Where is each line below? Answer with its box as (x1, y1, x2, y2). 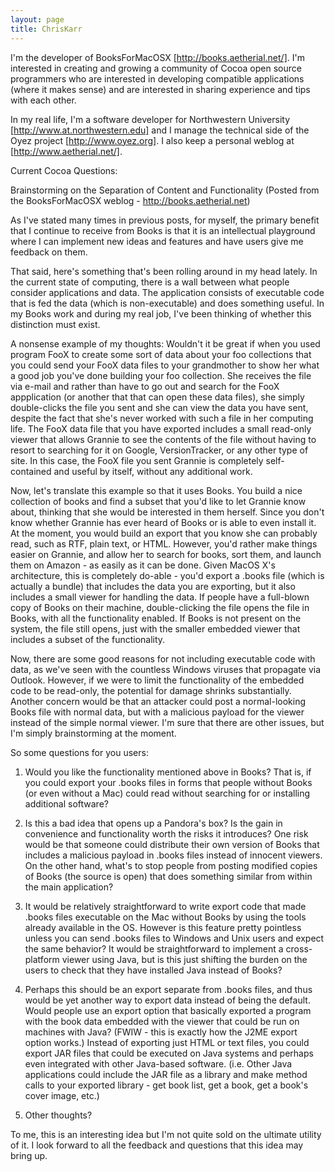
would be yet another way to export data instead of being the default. (24, 994, 311, 1006)
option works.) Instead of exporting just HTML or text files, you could (24, 1036, 310, 1048)
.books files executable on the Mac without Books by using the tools (24, 911, 307, 923)
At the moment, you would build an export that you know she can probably (10, 527, 318, 539)
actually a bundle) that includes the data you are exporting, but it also (10, 580, 296, 592)
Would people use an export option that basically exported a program (24, 1004, 312, 1016)
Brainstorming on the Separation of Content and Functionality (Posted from (10, 184, 320, 196)
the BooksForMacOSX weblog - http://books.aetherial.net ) (10, 194, 251, 206)
